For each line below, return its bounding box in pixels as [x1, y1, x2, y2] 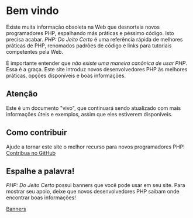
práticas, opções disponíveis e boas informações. [6, 72, 126, 79]
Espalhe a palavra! [6, 166, 75, 176]
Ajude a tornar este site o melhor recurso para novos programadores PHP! [6, 143, 185, 150]
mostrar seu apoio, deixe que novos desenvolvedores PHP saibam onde [6, 188, 180, 195]
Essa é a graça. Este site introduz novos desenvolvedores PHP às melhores [6, 65, 188, 72]
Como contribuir [6, 127, 67, 138]
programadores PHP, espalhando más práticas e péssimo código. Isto [6, 29, 174, 36]
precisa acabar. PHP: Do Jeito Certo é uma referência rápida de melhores [6, 36, 183, 43]
